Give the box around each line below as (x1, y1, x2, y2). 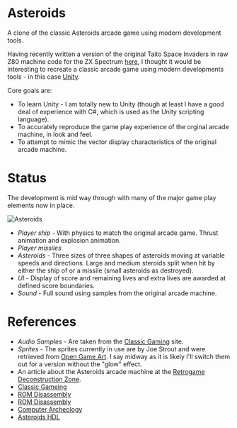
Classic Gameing (17, 382, 67, 391)
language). (17, 115, 50, 124)
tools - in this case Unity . (7, 72, 80, 81)
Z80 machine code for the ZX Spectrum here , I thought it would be (7, 57, 202, 65)
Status (7, 170, 47, 186)
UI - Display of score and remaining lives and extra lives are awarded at (17, 273, 226, 282)
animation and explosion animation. (17, 236, 122, 244)
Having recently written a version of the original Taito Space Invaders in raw (7, 50, 229, 58)
